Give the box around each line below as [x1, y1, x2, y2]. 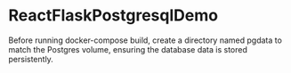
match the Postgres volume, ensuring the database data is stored [8, 44, 248, 54]
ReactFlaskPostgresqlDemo [8, 5, 219, 26]
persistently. [8, 53, 54, 64]
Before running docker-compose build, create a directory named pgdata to [8, 35, 282, 45]
